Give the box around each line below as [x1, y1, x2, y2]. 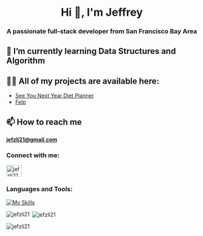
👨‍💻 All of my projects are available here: [6, 76, 159, 86]
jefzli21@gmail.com [6, 136, 58, 143]
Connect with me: [6, 151, 60, 160]
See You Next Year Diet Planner [15, 92, 95, 99]
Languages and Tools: [6, 185, 73, 194]
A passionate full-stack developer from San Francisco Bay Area [6, 27, 198, 36]
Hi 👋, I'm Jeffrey [60, 5, 144, 19]
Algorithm [6, 55, 45, 66]
